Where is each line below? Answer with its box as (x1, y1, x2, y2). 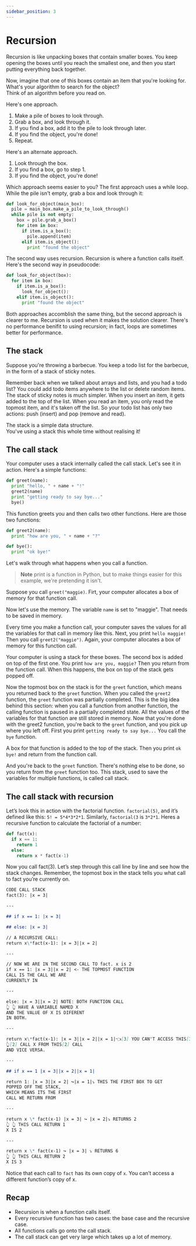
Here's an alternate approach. (6, 148, 78, 155)
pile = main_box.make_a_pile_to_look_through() (11, 206, 129, 212)
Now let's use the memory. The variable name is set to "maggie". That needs (6, 606, 188, 613)
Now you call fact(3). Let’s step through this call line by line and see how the (6, 863, 190, 870)
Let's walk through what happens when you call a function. (6, 560, 148, 567)
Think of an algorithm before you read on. (6, 89, 106, 97)
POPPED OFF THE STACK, (6, 1084, 61, 1090)
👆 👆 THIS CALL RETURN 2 (6, 1154, 66, 1159)
